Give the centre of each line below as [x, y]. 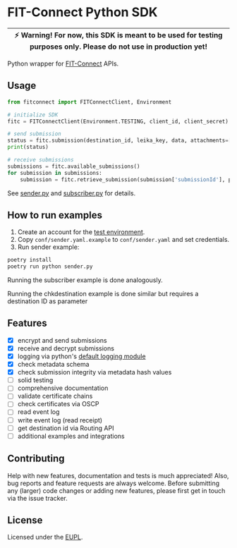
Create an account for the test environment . [81, 232]
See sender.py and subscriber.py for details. [72, 193]
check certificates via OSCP [58, 404]
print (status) [28, 147]
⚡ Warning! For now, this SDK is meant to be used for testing [119, 35]
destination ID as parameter [48, 301]
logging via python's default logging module [81, 356]
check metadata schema [53, 365]
